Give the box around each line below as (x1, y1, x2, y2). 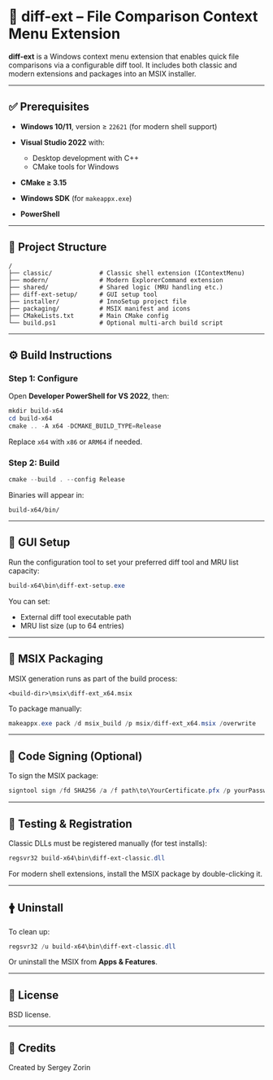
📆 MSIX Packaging (8, 652, 104, 666)
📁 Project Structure (8, 240, 107, 255)
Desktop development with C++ (32, 153, 140, 163)
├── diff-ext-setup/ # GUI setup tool (8, 290, 158, 298)
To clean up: (8, 926, 50, 936)
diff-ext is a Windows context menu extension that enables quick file (8, 51, 240, 61)
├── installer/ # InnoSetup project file (8, 297, 187, 306)
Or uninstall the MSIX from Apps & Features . (8, 957, 158, 967)
